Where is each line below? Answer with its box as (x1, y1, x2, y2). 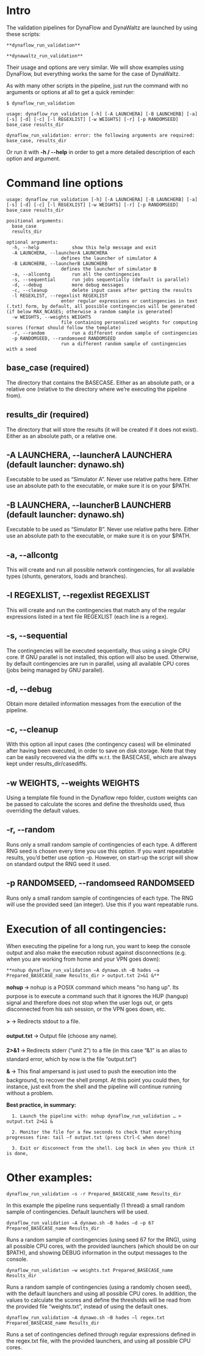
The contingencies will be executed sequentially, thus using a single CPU (6, 647, 190, 654)
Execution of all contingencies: (6, 922, 167, 936)
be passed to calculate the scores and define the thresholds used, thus (6, 801, 185, 807)
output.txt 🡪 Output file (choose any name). (6, 1032, 118, 1039)
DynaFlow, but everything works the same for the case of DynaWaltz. (6, 70, 181, 77)
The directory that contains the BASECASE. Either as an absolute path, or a (6, 379, 195, 386)
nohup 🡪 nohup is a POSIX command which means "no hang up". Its (6, 983, 179, 991)
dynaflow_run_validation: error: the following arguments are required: (6, 132, 195, 138)
